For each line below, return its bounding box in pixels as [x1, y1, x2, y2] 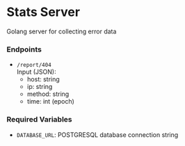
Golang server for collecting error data [6, 27, 117, 35]
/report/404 [16, 62, 51, 69]
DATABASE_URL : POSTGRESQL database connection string [16, 130, 179, 139]
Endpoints [6, 44, 42, 54]
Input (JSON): [16, 67, 56, 76]
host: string [26, 75, 60, 83]
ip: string [26, 83, 53, 91]
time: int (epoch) [26, 97, 74, 106]
